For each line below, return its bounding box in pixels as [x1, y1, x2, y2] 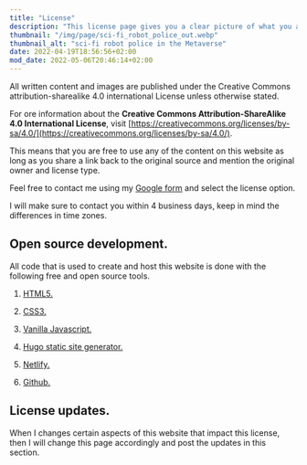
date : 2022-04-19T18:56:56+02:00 [9, 48, 137, 57]
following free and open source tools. [9, 270, 151, 281]
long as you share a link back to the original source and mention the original [9, 155, 295, 165]
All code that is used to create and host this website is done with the [9, 260, 267, 271]
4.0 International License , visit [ [9, 118, 132, 129]
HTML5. [22, 288, 53, 299]
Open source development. [9, 237, 168, 252]
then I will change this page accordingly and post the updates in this [9, 437, 267, 448]
